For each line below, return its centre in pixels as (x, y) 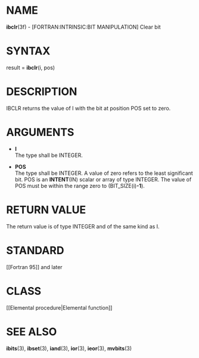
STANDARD (35, 250)
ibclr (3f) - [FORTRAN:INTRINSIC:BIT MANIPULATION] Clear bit (83, 27)
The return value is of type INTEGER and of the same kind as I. (83, 226)
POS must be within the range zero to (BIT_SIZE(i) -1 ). (80, 186)
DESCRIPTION (42, 92)
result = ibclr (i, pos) (31, 67)
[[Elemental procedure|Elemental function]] (59, 307)
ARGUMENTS (40, 132)
